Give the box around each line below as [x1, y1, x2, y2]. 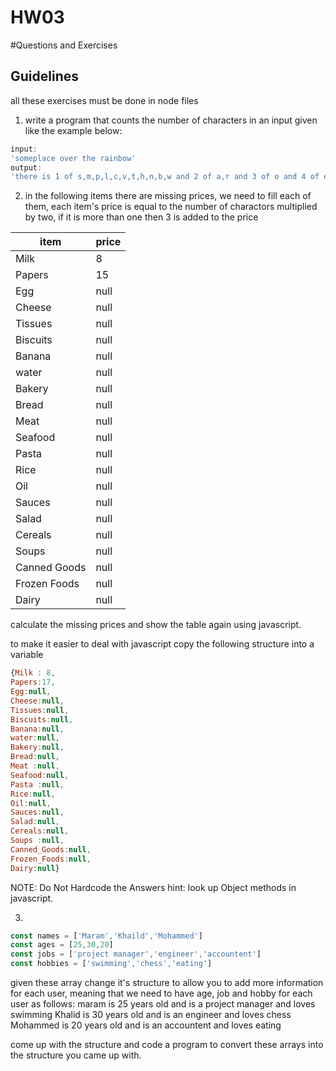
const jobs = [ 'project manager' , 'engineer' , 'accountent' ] [10, 949, 262, 960]
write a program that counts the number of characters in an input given [24, 114, 318, 126]
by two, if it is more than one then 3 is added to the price [24, 211, 259, 223]
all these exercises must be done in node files [10, 94, 199, 106]
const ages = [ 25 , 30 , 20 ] [10, 940, 114, 950]
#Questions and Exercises [10, 39, 118, 51]
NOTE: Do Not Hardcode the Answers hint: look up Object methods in [10, 881, 297, 893]
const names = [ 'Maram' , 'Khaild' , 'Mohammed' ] [10, 931, 203, 941]
